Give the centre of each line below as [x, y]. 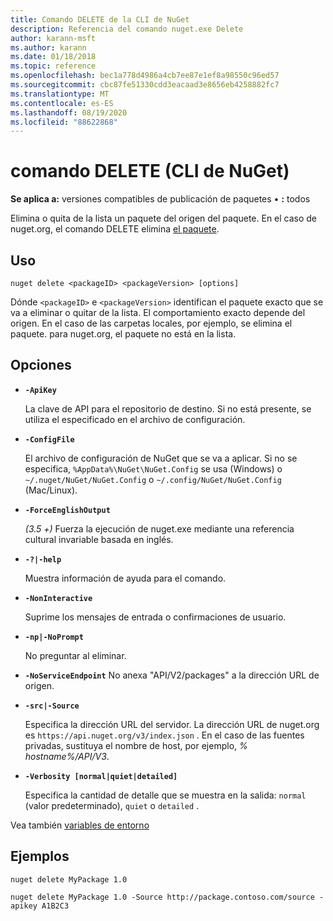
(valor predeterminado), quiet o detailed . [112, 805]
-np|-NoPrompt [54, 637]
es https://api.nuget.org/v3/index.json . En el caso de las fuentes [164, 735]
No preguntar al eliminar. [75, 655]
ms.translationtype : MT [60, 94]
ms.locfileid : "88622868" [64, 122]
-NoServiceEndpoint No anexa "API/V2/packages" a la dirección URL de [172, 675]
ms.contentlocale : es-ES [62, 103]
